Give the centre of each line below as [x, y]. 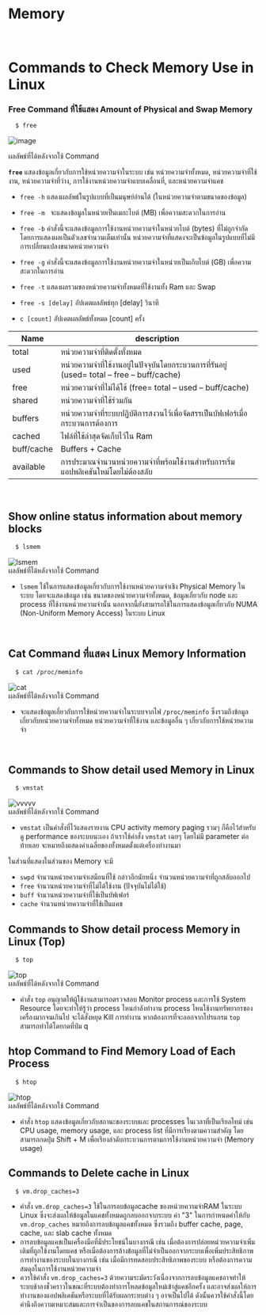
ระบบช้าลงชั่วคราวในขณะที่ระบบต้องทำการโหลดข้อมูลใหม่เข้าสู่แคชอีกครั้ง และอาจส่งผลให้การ [138, 1286]
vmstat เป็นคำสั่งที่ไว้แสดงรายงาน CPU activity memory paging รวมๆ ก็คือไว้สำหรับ [138, 828]
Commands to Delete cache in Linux [99, 1173]
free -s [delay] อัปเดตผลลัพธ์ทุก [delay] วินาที [89, 303]
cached [27, 436]
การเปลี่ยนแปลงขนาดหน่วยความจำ [64, 246]
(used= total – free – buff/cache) [121, 375]
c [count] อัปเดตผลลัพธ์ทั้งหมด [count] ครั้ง [82, 318]
